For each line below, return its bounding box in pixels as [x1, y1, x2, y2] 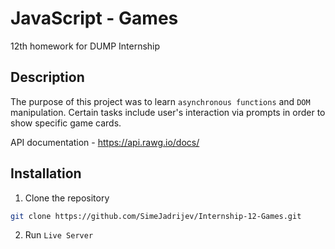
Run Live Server [24, 229, 94, 241]
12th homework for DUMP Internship [10, 40, 161, 52]
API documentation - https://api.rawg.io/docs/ [10, 136, 200, 148]
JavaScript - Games [10, 7, 179, 30]
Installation [10, 165, 82, 182]
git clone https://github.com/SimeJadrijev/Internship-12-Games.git [10, 211, 302, 221]
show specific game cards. [10, 117, 122, 129]
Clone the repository [24, 192, 110, 204]
